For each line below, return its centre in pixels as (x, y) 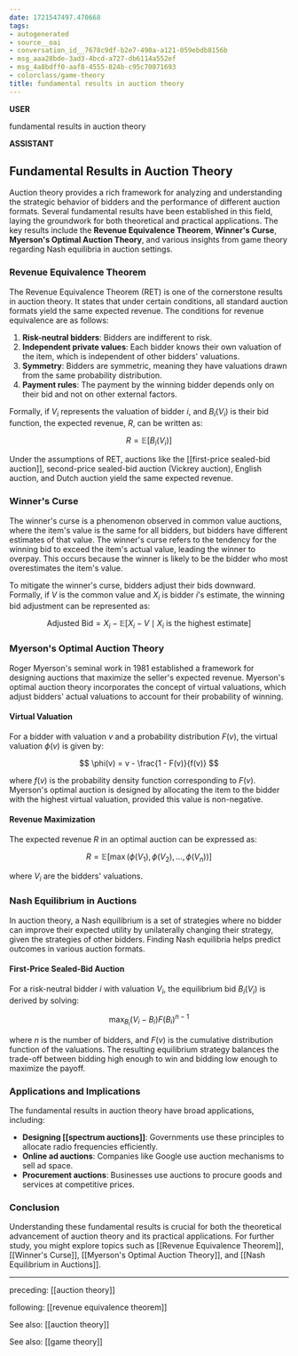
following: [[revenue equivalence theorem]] (88, 1307)
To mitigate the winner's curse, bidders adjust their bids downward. (133, 585)
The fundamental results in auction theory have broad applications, (132, 1110)
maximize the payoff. (47, 1068)
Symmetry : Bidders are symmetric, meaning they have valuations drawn (155, 365)
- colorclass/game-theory (57, 76)
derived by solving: (44, 1000)
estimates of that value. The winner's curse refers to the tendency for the (143, 540)
